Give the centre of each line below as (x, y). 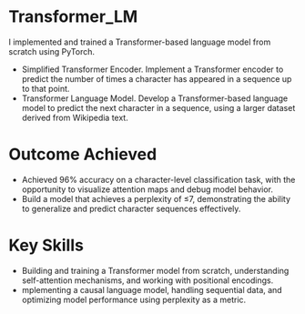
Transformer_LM (73, 17)
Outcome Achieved (83, 154)
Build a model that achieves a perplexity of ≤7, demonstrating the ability (156, 198)
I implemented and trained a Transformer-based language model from (140, 42)
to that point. (46, 88)
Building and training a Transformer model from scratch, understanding (155, 270)
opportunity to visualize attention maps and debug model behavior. (147, 189)
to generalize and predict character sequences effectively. (131, 208)
